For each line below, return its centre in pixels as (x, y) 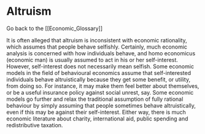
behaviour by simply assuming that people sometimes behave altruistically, (101, 105)
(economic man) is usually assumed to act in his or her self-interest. (92, 60)
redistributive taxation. (35, 125)
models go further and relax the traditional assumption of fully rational (95, 99)
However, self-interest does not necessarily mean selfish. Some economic (100, 66)
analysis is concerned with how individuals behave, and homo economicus (101, 53)
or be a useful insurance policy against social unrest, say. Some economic (100, 92)
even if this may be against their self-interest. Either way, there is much (96, 112)
